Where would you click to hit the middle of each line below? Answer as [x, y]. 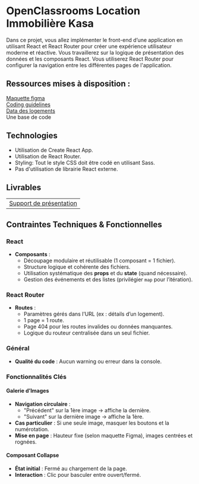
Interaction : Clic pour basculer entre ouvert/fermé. [78, 475]
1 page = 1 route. [44, 320]
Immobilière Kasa [50, 23]
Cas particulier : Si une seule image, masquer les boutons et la [92, 423]
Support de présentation [43, 203]
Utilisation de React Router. [48, 156]
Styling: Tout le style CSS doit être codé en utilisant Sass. [85, 163]
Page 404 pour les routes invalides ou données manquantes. [98, 327]
